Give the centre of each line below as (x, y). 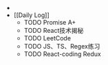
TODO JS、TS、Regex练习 (62, 46)
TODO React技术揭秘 (54, 30)
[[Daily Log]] (31, 15)
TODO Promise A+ (50, 22)
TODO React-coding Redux (62, 54)
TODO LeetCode (47, 38)
